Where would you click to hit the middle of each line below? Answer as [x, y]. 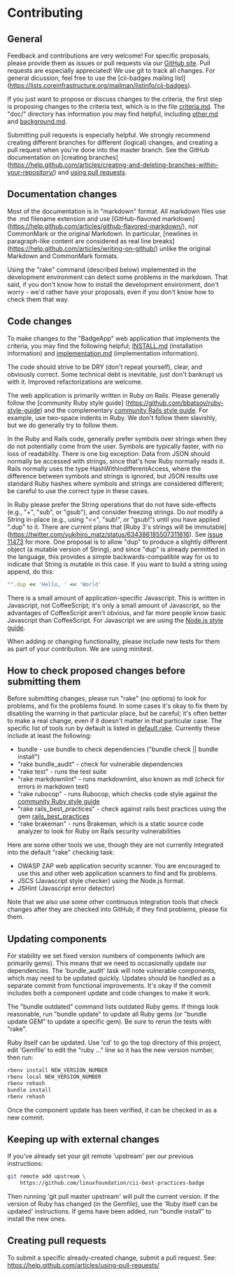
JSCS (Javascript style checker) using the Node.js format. [101, 881]
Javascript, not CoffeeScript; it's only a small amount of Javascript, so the [114, 605]
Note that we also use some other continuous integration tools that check [113, 902]
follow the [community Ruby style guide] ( [67, 403]
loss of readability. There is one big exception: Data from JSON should [109, 453]
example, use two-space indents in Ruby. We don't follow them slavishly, [112, 417]
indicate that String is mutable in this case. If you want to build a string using [117, 564]
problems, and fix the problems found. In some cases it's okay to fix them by [117, 706]
